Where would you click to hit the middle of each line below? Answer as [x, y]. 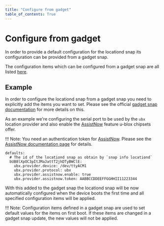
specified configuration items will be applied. [50, 199]
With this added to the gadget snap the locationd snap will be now [72, 188]
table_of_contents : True [30, 14]
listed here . [16, 72]
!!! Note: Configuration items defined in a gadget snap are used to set [75, 208]
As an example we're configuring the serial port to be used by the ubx [75, 119]
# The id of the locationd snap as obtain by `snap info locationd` [81, 157]
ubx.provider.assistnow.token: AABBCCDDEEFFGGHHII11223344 [76, 179]
